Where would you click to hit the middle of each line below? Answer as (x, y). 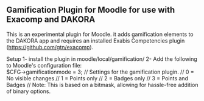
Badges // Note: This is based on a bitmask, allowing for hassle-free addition (102, 85)
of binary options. (28, 91)
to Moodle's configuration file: (44, 65)
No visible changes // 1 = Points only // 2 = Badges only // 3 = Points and (97, 78)
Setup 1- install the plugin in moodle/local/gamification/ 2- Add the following (102, 59)
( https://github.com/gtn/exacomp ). (50, 47)
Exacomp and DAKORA (51, 20)
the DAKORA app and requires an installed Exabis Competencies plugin (96, 40)
